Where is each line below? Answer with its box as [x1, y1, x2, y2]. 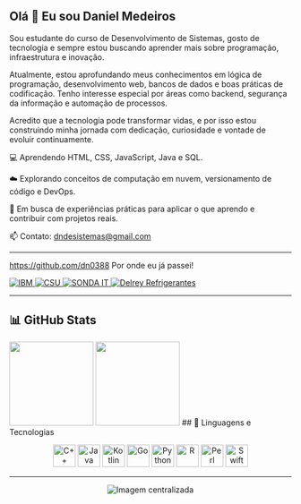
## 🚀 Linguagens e [181, 417, 252, 428]
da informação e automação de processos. [9, 98, 168, 108]
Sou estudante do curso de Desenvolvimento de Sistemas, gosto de [9, 32, 260, 43]
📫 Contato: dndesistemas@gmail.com [9, 230, 151, 242]
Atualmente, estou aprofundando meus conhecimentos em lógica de [9, 69, 262, 80]
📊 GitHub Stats [9, 312, 97, 328]
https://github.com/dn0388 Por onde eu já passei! [9, 260, 194, 270]
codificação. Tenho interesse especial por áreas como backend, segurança [9, 88, 288, 98]
